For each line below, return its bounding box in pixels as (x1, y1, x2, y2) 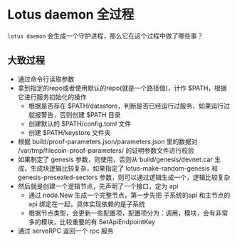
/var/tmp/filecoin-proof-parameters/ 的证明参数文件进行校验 (17, 146, 194, 154)
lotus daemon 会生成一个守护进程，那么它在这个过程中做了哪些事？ (7, 31, 204, 40)
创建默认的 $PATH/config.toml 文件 (28, 119, 132, 128)
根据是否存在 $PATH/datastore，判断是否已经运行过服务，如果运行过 (28, 101, 230, 110)
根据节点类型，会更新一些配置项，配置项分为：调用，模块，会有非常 (28, 208, 228, 217)
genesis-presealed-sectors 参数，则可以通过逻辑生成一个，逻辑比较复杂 (17, 173, 231, 181)
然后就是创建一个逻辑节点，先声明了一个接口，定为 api (17, 181, 179, 190)
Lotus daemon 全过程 (7, 6, 135, 23)
